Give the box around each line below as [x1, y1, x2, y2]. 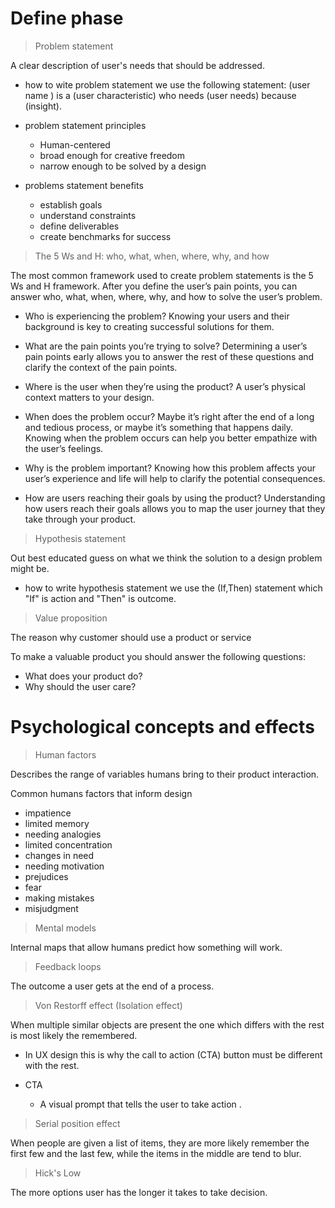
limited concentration [24, 838, 113, 851]
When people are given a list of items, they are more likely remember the [10, 1137, 310, 1149]
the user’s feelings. [24, 442, 104, 454]
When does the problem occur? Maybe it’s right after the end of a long [24, 410, 315, 422]
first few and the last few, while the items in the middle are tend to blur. [10, 1147, 302, 1159]
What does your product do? [24, 670, 143, 682]
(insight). [24, 100, 62, 112]
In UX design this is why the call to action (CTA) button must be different [24, 1048, 323, 1061]
